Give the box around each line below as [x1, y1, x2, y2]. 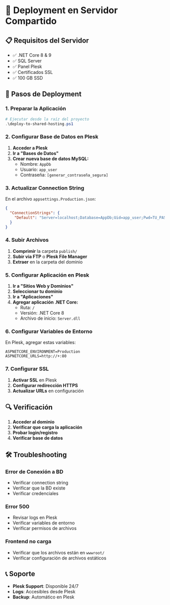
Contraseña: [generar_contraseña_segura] [20, 172, 109, 178]
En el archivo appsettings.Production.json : [5, 196, 96, 202]
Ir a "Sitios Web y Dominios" [12, 283, 74, 289]
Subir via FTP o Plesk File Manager [12, 253, 88, 259]
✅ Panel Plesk [12, 63, 42, 69]
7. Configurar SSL [5, 365, 49, 372]
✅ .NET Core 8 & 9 [12, 52, 52, 58]
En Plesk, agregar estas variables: [5, 339, 76, 346]
